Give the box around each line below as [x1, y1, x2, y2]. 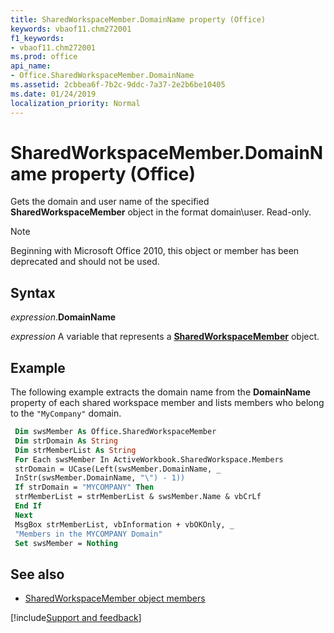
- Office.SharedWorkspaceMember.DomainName [10, 71, 195, 81]
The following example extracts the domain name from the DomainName [10, 386, 312, 398]
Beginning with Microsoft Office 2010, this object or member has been [10, 245, 300, 257]
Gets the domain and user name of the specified [10, 196, 210, 208]
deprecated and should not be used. [10, 256, 160, 268]
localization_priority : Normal [10, 98, 141, 108]
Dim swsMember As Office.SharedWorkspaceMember [14, 427, 217, 437]
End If [14, 501, 43, 511]
